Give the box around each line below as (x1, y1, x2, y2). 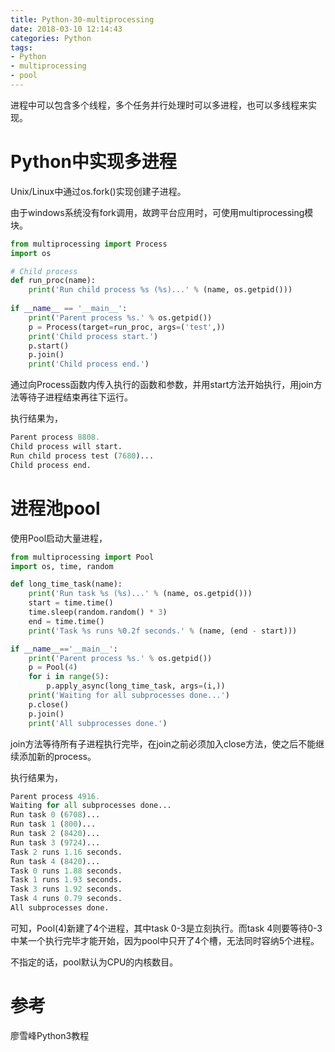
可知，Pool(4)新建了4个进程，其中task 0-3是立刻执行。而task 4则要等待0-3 (10, 922, 323, 934)
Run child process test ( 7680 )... (10, 451, 155, 461)
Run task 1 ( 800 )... (10, 819, 97, 830)
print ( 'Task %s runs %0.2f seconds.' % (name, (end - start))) (28, 626, 298, 636)
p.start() (28, 341, 70, 351)
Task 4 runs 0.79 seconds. (10, 894, 123, 904)
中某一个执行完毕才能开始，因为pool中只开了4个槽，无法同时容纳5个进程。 (10, 934, 320, 946)
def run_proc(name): (10, 276, 97, 286)
